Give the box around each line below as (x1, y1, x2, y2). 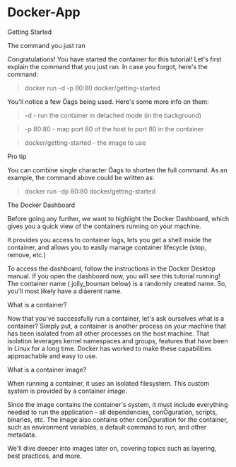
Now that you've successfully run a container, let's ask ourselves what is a (7, 314, 225, 322)
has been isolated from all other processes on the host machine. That (7, 329, 210, 338)
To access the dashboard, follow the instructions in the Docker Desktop (7, 264, 216, 273)
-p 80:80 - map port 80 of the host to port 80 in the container (24, 124, 204, 133)
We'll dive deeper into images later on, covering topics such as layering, (7, 444, 217, 452)
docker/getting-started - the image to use (24, 138, 146, 147)
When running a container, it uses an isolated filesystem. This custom (7, 379, 210, 387)
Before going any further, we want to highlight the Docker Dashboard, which (7, 214, 230, 223)
